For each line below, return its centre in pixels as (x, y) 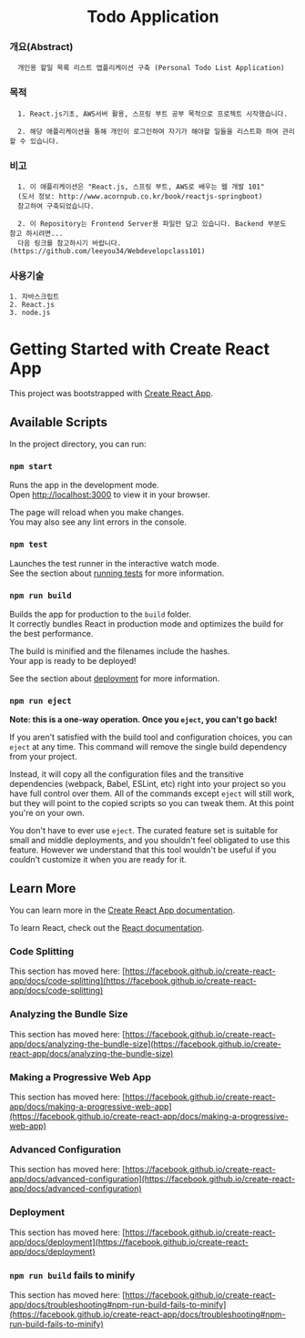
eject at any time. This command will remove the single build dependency (148, 747)
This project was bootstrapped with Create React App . (112, 393)
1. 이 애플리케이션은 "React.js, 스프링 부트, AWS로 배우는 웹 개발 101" (141, 187)
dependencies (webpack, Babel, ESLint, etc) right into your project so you (148, 784)
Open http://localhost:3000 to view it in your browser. (110, 495)
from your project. (43, 757)
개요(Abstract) (41, 47)
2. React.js (32, 305)
